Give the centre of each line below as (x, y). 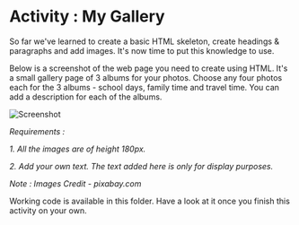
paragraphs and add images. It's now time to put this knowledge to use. (142, 50)
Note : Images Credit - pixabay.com (75, 183)
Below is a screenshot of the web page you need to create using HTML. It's (149, 68)
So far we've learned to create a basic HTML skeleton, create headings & (145, 41)
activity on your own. (48, 210)
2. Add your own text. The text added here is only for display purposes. (141, 166)
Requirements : (37, 131)
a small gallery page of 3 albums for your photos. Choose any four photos (146, 77)
